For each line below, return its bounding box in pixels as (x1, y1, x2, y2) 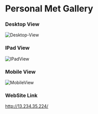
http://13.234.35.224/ (5, 103, 49, 110)
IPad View (5, 44, 30, 51)
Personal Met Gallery (5, 3, 94, 14)
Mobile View (5, 68, 36, 75)
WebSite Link (5, 92, 38, 99)
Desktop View (5, 21, 40, 28)
